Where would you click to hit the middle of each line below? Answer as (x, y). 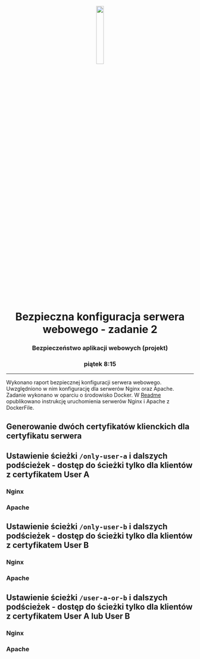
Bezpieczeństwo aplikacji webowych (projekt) (100, 348)
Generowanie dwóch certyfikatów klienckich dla (98, 426)
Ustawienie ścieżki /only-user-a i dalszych (87, 456)
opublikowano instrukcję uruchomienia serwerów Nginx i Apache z (88, 401)
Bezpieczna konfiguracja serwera (100, 317)
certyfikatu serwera (44, 436)
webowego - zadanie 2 (100, 329)
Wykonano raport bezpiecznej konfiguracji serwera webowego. (84, 382)
